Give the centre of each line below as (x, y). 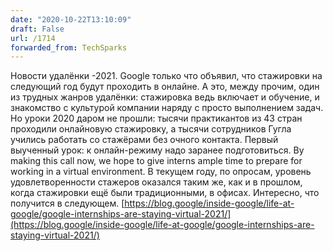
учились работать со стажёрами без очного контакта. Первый (144, 140)
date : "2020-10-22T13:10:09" (71, 19)
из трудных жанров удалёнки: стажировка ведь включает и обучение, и (165, 97)
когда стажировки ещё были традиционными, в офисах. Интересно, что (165, 193)
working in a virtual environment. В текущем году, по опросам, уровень (161, 172)
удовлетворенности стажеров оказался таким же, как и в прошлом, (156, 182)
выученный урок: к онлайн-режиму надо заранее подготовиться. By (157, 150)
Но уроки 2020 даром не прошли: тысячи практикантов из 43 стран (156, 118)
